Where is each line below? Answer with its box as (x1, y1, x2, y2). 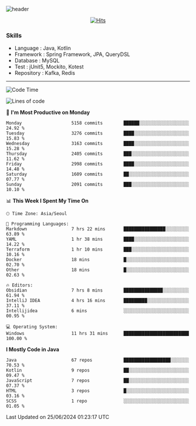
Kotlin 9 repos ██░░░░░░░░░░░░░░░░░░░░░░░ (6, 368, 190, 373)
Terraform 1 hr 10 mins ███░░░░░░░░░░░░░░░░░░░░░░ (6, 247, 190, 252)
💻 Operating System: (6, 324, 58, 330)
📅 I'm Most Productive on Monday (6, 109, 90, 116)
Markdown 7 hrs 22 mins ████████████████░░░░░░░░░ (6, 226, 190, 232)
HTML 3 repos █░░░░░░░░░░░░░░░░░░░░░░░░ (6, 388, 190, 394)
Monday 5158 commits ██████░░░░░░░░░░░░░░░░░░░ (6, 120, 190, 126)
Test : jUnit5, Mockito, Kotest (14, 63, 84, 70)
